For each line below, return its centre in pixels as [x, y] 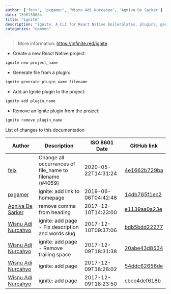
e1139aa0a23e [144, 209]
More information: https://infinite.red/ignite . [63, 43]
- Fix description [59, 227]
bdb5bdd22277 [144, 227]
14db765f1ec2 [143, 194]
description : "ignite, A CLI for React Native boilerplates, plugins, [82, 24]
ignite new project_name [32, 63]
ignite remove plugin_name [34, 120]
